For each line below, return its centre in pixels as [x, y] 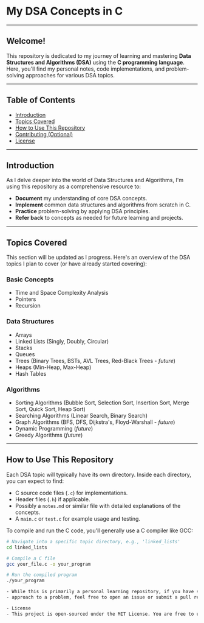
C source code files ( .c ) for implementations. [71, 493]
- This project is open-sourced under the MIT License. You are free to [100, 614]
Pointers [25, 299]
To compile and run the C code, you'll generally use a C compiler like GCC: [100, 530]
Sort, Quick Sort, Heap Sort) [50, 409]
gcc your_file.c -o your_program [49, 564]
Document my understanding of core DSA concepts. [81, 199]
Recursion [28, 306]
